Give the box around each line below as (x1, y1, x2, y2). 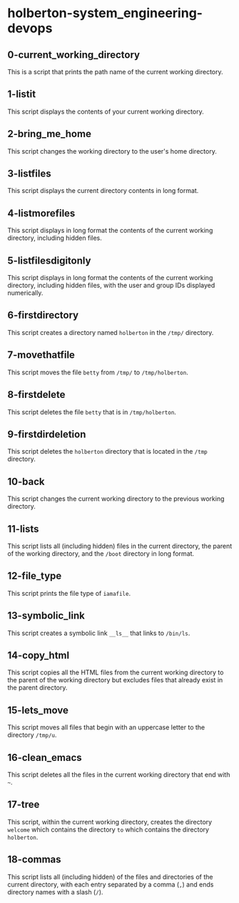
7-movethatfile (7, 349, 75, 361)
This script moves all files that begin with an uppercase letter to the (7, 723, 205, 732)
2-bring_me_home (7, 128, 91, 140)
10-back (7, 475, 45, 487)
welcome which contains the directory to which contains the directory (7, 825, 209, 834)
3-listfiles (7, 168, 51, 180)
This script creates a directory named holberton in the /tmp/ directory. (7, 328, 214, 336)
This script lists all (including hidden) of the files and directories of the (7, 872, 213, 881)
